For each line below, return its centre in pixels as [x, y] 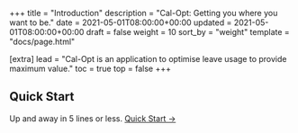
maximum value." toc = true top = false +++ [90, 68]
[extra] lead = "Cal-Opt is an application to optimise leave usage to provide [148, 59]
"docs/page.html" [42, 41]
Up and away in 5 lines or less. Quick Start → [93, 118]
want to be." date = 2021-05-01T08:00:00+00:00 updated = [121, 22]
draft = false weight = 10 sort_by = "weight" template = [188, 32]
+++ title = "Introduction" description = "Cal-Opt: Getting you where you [144, 13]
